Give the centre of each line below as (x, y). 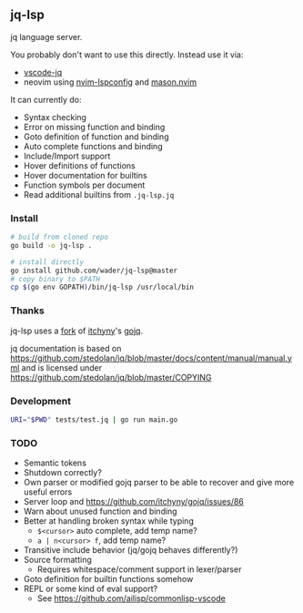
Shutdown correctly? (63, 473)
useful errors (48, 492)
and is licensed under (62, 367)
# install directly (47, 262)
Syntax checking (55, 117)
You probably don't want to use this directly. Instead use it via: (127, 55)
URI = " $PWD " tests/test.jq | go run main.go (94, 419)
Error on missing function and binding (94, 127)
